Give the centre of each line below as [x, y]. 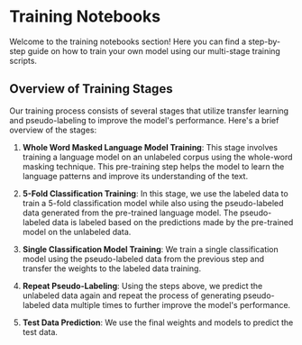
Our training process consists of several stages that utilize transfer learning [149, 111]
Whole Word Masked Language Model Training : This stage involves [150, 147]
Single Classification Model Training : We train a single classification [151, 249]
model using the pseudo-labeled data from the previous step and [143, 259]
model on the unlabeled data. [77, 232]
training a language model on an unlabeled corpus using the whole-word [157, 157]
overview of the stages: [53, 130]
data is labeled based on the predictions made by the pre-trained [173, 222]
